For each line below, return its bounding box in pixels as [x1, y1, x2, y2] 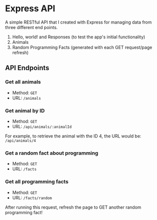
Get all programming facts [5, 178, 69, 185]
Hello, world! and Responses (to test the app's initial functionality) [12, 34, 146, 40]
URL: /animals [12, 95, 41, 101]
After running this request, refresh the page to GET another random [5, 204, 141, 210]
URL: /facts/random [12, 194, 52, 200]
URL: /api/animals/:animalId [12, 123, 72, 129]
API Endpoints [5, 64, 50, 72]
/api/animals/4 [5, 138, 36, 143]
